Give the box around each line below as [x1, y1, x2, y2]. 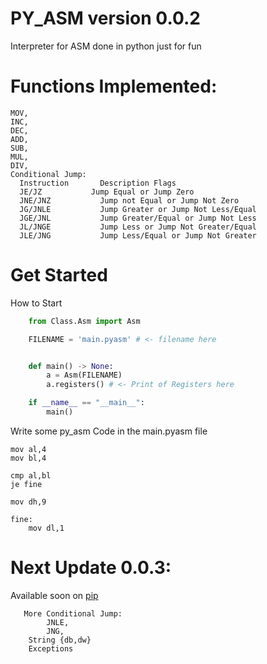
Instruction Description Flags [19, 178, 177, 188]
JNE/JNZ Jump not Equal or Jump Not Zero [19, 195, 240, 206]
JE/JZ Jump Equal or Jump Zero [19, 187, 195, 197]
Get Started [10, 264, 108, 287]
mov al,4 [10, 444, 47, 454]
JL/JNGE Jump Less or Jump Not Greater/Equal [19, 222, 257, 232]
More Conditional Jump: [23, 608, 123, 619]
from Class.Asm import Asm [28, 316, 141, 326]
